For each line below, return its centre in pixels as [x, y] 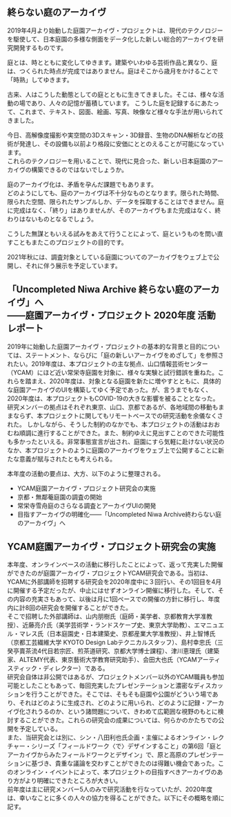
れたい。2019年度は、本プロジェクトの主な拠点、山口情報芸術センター [108, 364]
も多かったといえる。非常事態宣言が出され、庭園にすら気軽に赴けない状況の [116, 441]
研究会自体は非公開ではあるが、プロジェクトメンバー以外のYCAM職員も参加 [116, 677]
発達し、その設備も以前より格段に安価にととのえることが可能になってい [121, 143]
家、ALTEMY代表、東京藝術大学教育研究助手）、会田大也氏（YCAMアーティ [114, 660]
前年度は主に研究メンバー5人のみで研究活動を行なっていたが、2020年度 [110, 789]
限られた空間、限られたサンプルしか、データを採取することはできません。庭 [115, 201]
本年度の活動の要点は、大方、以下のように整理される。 [86, 473]
